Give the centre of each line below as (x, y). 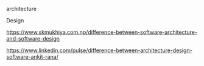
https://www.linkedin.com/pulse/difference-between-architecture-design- (100, 50)
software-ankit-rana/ (33, 57)
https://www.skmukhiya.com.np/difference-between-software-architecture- (102, 32)
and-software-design (33, 38)
